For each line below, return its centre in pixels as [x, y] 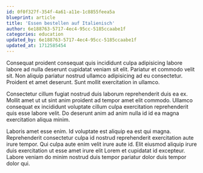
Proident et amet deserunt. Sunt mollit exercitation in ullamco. [83, 82]
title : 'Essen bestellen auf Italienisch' [61, 23]
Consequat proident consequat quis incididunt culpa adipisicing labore [95, 63]
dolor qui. [18, 163]
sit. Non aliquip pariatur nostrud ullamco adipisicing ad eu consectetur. [95, 76]
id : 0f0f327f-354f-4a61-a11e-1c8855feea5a [61, 12]
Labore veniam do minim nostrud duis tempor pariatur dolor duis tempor [96, 157]
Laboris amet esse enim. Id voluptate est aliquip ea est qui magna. [89, 131]
